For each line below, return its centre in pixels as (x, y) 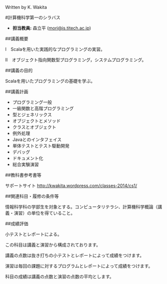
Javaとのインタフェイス (37, 140)
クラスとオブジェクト (34, 127)
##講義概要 (17, 39)
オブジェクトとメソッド (36, 121)
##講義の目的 (19, 70)
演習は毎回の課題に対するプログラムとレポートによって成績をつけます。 (79, 266)
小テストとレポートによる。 (34, 234)
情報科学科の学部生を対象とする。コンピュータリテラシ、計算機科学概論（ (82, 207)
